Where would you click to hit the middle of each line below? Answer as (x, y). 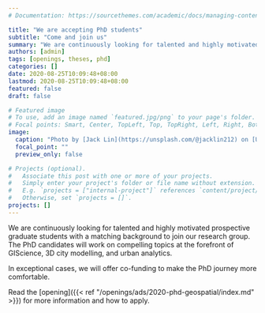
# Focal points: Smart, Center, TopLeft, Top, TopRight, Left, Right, (127, 125)
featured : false (35, 89)
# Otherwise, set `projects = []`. (70, 198)
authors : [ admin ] (37, 52)
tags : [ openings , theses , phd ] (60, 59)
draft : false (30, 96)
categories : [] (33, 67)
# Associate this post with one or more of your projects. (111, 176)
